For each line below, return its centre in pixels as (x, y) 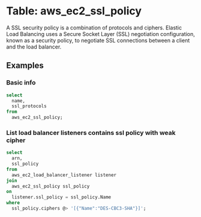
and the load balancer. (34, 47)
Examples (25, 66)
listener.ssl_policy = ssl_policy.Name (61, 197)
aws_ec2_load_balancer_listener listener (64, 175)
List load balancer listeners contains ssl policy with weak (91, 132)
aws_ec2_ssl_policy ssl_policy (51, 186)
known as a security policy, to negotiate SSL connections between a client (98, 40)
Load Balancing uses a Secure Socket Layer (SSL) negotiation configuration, (100, 34)
